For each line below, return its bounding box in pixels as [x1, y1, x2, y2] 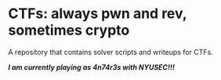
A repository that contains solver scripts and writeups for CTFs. [8, 47, 213, 56]
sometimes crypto [8, 21, 130, 39]
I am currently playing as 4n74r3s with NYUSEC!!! [8, 62, 175, 71]
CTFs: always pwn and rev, [8, 5, 187, 23]
